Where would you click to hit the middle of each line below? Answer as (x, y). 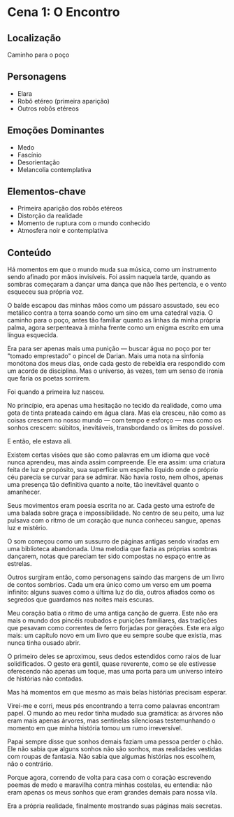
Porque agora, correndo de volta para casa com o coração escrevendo (109, 778)
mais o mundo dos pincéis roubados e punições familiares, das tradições (112, 620)
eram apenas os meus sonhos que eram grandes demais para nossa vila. (112, 793)
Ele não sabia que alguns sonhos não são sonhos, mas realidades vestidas (115, 749)
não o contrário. (30, 764)
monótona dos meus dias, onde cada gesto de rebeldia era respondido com (116, 364)
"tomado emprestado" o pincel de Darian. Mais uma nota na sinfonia (105, 356)
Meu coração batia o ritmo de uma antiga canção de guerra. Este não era (113, 613)
